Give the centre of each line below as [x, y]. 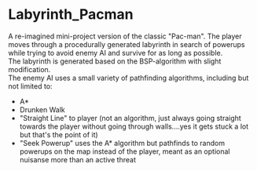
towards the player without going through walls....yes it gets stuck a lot [134, 126]
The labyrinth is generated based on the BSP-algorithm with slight [115, 61]
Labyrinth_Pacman [71, 15]
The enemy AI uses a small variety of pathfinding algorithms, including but [128, 78]
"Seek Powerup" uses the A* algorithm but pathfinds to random [122, 143]
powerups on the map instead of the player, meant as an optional [125, 151]
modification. [29, 69]
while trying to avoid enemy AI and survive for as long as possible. [116, 53]
